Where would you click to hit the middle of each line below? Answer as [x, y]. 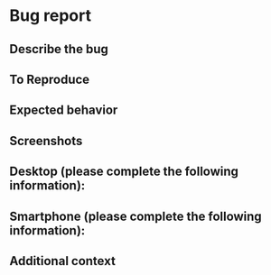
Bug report [51, 16]
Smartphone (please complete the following [135, 216]
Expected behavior [64, 110]
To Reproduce [50, 79]
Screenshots [46, 141]
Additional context [62, 261]
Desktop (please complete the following [124, 172]
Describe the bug [59, 49]
